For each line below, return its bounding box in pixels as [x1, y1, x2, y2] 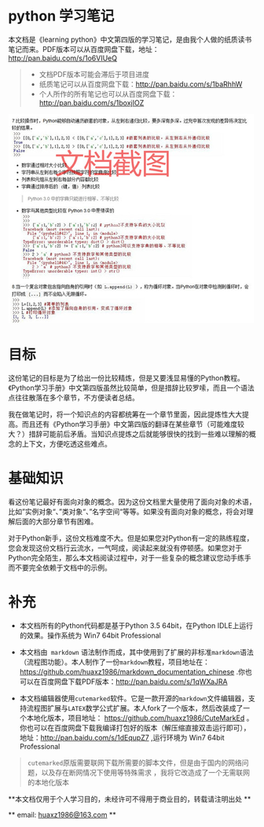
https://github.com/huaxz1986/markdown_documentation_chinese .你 [19, 667, 246, 676]
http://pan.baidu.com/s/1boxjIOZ [38, 97, 145, 107]
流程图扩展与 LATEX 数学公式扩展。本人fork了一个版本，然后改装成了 [26, 703, 244, 712]
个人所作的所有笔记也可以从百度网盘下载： [38, 89, 178, 98]
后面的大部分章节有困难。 [14, 516, 98, 526]
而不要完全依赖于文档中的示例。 [8, 563, 112, 572]
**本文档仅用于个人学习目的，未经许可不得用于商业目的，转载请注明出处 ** [8, 794, 251, 803]
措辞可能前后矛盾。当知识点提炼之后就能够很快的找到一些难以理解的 [28, 429, 249, 439]
